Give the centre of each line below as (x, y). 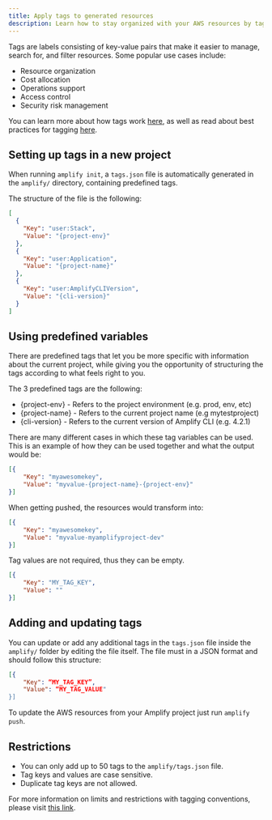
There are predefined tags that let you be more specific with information (129, 356)
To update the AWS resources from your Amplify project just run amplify (129, 712)
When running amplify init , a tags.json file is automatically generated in (131, 174)
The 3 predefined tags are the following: (76, 389)
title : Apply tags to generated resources (81, 16)
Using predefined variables (78, 336)
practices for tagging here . (53, 130)
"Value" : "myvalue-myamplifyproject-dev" (93, 537)
